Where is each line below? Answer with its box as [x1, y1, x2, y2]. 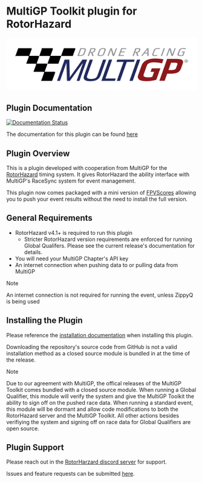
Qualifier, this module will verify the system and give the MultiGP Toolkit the [6, 393, 195, 400]
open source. [6, 425, 39, 432]
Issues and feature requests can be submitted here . [6, 470, 135, 478]
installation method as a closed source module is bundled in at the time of [6, 350, 191, 357]
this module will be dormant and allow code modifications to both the [6, 405, 178, 413]
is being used [6, 297, 41, 305]
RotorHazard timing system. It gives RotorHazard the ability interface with [6, 171, 189, 178]
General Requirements [6, 213, 93, 223]
